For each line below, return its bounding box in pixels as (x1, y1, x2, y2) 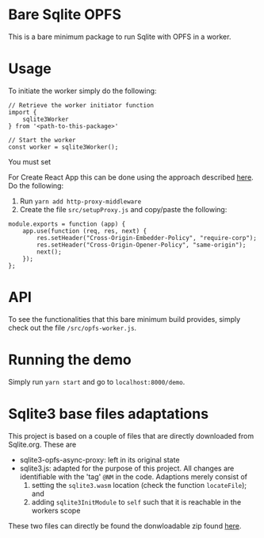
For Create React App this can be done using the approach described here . (8, 172, 254, 182)
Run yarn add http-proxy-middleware (19, 196, 142, 206)
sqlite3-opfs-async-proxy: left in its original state (19, 455, 180, 464)
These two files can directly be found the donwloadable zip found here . (8, 521, 242, 530)
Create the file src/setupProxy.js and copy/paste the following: (19, 204, 228, 214)
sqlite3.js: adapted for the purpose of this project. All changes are (19, 463, 235, 473)
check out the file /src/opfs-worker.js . (8, 323, 137, 332)
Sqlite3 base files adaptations (8, 404, 209, 423)
